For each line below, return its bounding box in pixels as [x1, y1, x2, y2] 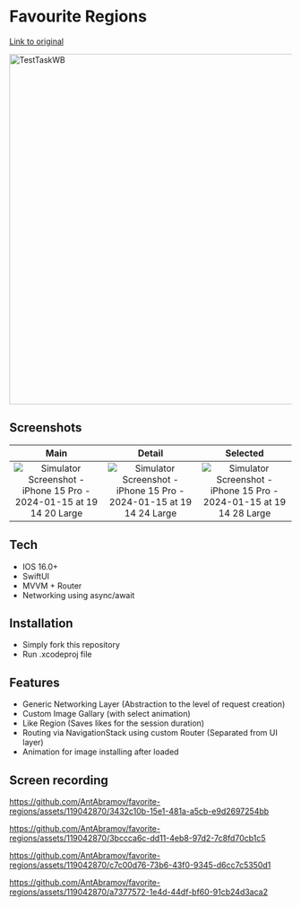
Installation [9, 615, 73, 631]
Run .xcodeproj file [21, 649, 92, 660]
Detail [137, 447, 164, 459]
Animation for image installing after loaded [21, 746, 179, 757]
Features [9, 675, 60, 690]
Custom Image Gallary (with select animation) [21, 709, 191, 719]
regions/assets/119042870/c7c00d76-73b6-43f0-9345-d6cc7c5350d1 [9, 859, 271, 870]
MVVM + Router [21, 580, 82, 591]
